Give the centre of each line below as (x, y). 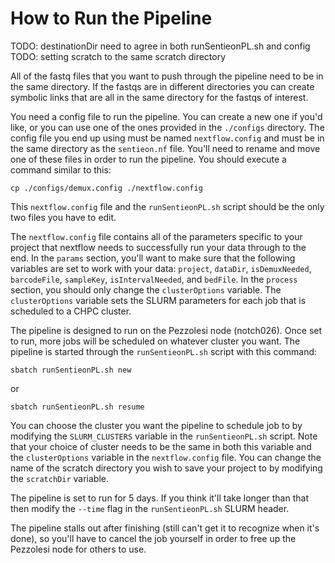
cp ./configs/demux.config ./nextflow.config (106, 188)
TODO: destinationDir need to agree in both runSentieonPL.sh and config (160, 46)
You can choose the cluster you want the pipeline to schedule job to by (156, 425)
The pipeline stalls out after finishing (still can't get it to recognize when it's (165, 528)
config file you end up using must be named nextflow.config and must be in (167, 138)
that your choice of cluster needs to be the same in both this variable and (161, 446)
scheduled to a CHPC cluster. (71, 311)
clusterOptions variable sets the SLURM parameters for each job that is (158, 300)
